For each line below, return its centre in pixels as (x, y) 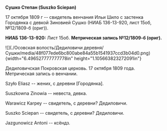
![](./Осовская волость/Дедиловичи (44, 47)
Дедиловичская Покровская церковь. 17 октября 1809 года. (70, 68)
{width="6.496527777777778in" (39, 58)
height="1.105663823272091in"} (108, 58)
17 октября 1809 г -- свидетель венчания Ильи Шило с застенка (74, 17)
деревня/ (94, 47)
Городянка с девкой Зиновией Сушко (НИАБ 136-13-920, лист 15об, (78, 23)
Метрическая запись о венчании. (41, 74)
